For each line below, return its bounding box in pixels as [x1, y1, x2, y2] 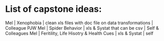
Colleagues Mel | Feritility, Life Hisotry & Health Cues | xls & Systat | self [5, 30, 153, 36]
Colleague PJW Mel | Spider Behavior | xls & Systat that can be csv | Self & [5, 25, 159, 31]
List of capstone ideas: [5, 3, 102, 15]
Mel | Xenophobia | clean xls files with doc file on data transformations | [5, 20, 153, 26]
